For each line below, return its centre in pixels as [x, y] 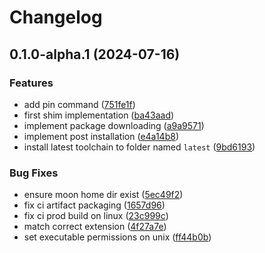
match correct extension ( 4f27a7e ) [95, 227]
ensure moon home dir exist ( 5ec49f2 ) [103, 195]
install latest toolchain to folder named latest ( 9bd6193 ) [139, 147]
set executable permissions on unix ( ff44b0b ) [117, 237]
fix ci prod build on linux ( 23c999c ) [96, 216]
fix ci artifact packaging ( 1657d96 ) [94, 205]
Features [31, 83]
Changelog [56, 17]
